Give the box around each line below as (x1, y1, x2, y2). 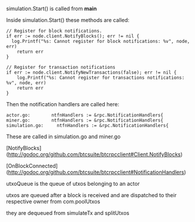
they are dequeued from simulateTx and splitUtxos (6, 210, 130, 216)
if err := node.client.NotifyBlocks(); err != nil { (6, 33, 140, 39)
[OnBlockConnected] (6, 163, 58, 169)
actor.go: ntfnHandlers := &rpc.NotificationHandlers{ (6, 112, 163, 118)
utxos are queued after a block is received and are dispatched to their (6, 192, 177, 198)
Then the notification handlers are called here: (6, 101, 119, 107)
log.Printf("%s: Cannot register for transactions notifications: (17, 75, 185, 81)
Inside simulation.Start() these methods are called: (6, 17, 130, 23)
